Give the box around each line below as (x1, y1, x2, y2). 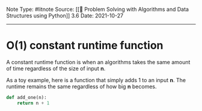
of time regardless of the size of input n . (6, 65, 106, 72)
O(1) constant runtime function (6, 39, 164, 52)
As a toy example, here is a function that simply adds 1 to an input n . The (6, 76, 186, 83)
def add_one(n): (6, 94, 47, 100)
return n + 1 (17, 100, 50, 106)
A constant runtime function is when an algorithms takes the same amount (6, 58, 191, 65)
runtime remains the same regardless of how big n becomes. (6, 83, 158, 90)
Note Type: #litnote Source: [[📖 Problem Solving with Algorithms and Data (6, 6, 189, 13)
